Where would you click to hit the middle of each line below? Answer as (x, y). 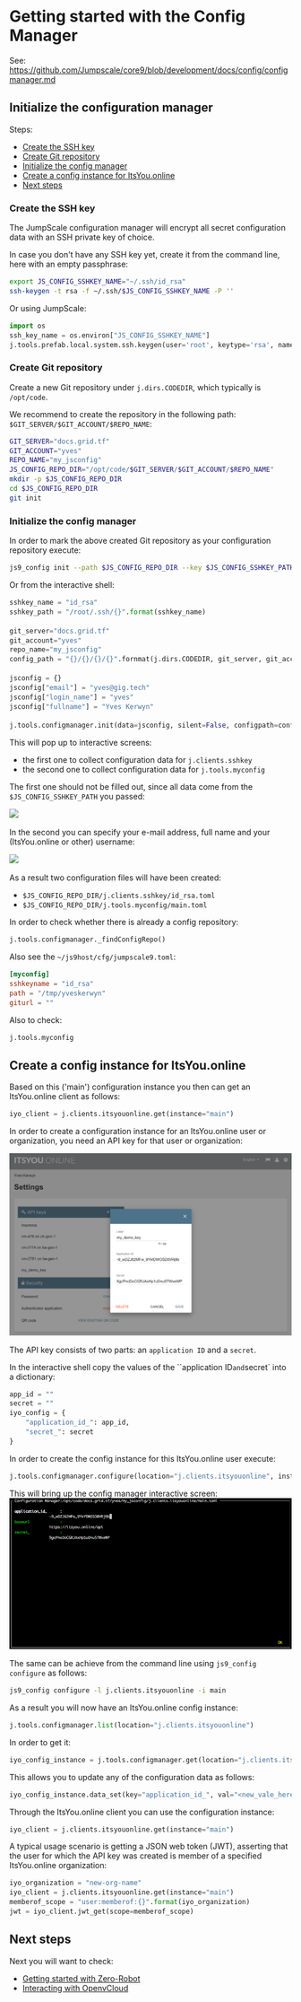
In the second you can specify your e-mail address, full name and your (140, 833)
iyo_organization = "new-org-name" (76, 1883)
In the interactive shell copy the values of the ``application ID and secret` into (148, 1367)
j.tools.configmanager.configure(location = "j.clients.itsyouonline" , (142, 1476)
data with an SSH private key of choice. (82, 237)
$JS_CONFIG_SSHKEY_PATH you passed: (77, 797)
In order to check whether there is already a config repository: (124, 922)
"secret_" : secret (60, 1432)
